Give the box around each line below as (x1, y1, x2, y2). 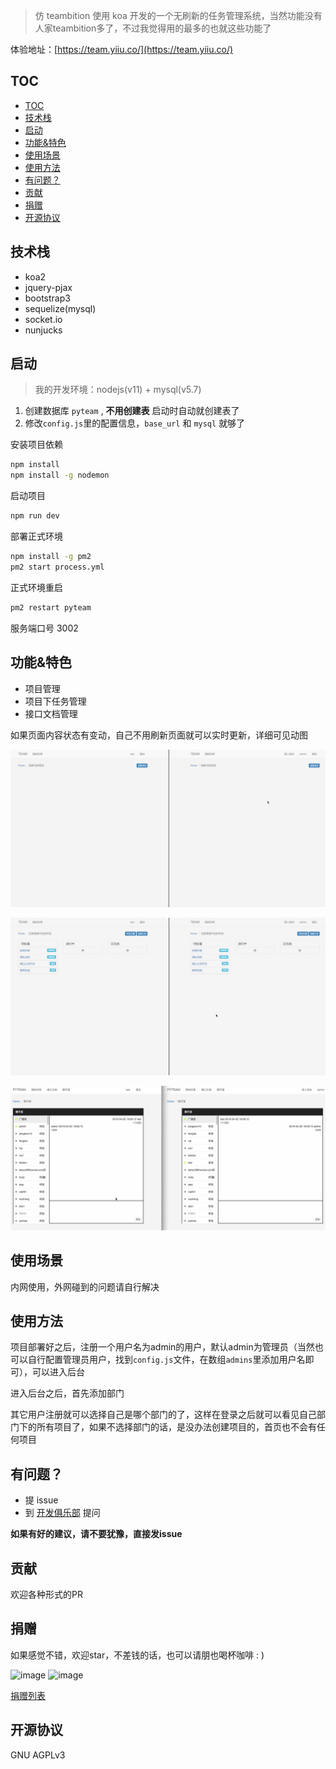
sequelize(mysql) (24, 302, 97, 314)
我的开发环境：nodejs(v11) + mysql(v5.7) (34, 384, 202, 396)
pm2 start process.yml (10, 562, 105, 572)
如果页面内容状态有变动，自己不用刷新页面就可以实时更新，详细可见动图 (10, 729, 308, 741)
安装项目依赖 (10, 439, 63, 451)
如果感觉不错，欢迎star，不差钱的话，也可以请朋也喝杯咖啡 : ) (10, 1649, 265, 1661)
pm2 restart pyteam (10, 602, 92, 613)
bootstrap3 (24, 292, 71, 304)
